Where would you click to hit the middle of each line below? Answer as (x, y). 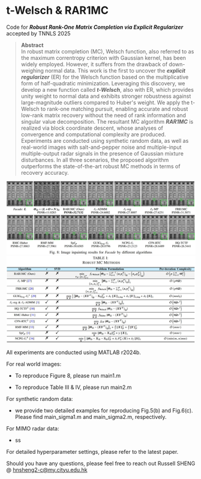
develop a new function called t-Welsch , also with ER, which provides (107, 89)
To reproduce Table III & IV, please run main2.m (73, 387)
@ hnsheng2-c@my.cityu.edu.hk (47, 469)
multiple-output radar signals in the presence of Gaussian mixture (102, 153)
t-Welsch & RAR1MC (58, 11)
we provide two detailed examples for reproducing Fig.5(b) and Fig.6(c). (104, 410)
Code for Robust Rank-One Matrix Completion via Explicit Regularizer (95, 27)
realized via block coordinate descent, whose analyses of (92, 128)
